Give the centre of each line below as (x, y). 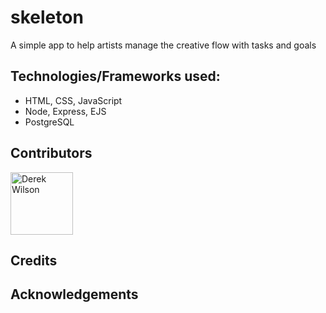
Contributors (51, 153)
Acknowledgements (74, 294)
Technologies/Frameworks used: (115, 76)
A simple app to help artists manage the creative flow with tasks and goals (163, 45)
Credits (34, 260)
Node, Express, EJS (65, 111)
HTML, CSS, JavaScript (73, 100)
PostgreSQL (49, 122)
